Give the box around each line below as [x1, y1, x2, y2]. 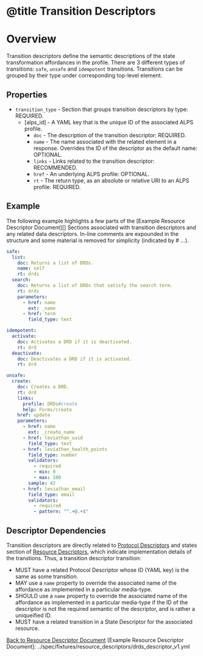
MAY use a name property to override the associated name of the [15, 579, 177, 586]
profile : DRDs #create [22, 401, 78, 407]
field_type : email [28, 491, 75, 497]
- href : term [22, 311, 56, 317]
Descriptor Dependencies [6, 526, 106, 536]
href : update [17, 412, 51, 418]
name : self [17, 265, 45, 272]
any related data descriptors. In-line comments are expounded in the [6, 230, 179, 237]
